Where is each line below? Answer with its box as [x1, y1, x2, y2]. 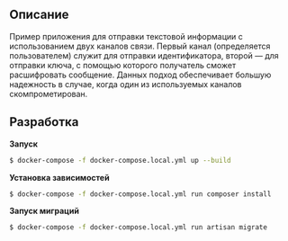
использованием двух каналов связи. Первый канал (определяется [9, 40, 271, 51]
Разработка [9, 114, 79, 129]
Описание [9, 7, 69, 22]
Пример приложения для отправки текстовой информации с [9, 31, 243, 41]
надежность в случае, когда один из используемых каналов [9, 78, 242, 89]
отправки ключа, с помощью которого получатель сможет [9, 59, 237, 70]
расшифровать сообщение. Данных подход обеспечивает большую [9, 69, 272, 80]
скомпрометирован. [9, 88, 88, 99]
